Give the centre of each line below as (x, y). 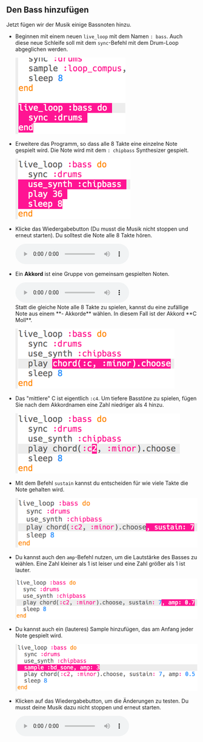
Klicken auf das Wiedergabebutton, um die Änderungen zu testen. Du (102, 701)
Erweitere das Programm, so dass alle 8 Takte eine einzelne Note (96, 143)
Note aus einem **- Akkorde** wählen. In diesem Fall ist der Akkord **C (106, 314)
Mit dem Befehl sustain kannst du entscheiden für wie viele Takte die (101, 483)
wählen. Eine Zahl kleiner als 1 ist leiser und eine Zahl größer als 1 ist (100, 564)
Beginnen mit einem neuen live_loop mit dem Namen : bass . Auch (99, 36)
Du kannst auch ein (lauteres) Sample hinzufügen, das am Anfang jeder (104, 629)
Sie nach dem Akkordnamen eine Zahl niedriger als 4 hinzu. (89, 404)
